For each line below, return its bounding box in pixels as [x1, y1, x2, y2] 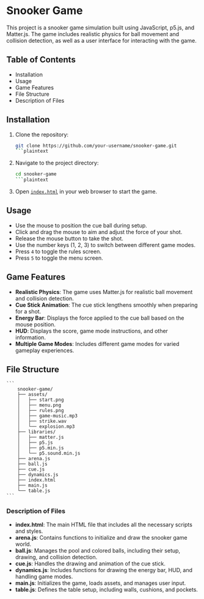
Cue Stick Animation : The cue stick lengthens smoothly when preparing [15, 301, 198, 309]
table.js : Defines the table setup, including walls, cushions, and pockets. [15, 586, 199, 593]
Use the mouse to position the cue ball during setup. [15, 221, 148, 229]
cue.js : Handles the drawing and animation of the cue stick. [15, 560, 166, 567]
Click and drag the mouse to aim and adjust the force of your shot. [15, 228, 183, 235]
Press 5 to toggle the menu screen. [15, 254, 103, 262]
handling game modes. [15, 573, 73, 580]
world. [15, 540, 32, 548]
